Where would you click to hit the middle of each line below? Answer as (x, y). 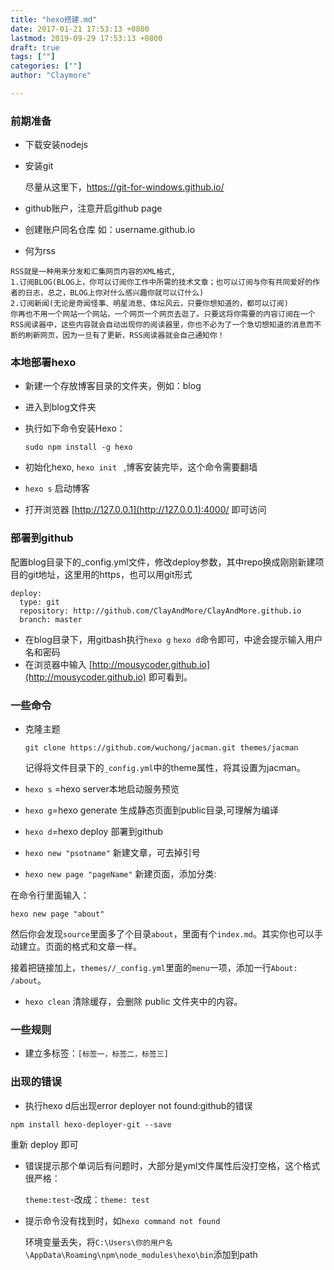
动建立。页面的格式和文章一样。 (76, 947)
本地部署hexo (43, 363)
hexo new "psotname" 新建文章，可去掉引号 (112, 853)
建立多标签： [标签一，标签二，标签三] (96, 1053)
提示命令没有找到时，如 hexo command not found (122, 1220)
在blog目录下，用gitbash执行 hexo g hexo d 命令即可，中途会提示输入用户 (173, 639)
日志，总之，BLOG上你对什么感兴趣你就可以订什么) (114, 293)
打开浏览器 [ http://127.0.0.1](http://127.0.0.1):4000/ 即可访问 (145, 510)
